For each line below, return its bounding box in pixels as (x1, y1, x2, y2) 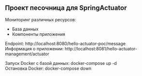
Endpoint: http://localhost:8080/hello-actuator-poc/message (5, 41, 126, 46)
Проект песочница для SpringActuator (5, 4, 127, 12)
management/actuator (5, 51, 50, 57)
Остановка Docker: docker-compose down (5, 65, 92, 71)
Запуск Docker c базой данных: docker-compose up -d (5, 60, 117, 66)
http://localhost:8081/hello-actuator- (64, 46, 138, 51)
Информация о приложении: (5, 46, 64, 51)
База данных (12, 26, 39, 32)
